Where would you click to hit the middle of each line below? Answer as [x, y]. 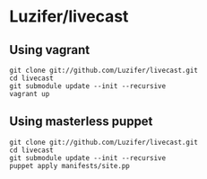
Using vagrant [50, 50]
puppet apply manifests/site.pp [69, 166]
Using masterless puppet [81, 122]
